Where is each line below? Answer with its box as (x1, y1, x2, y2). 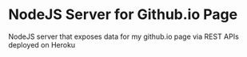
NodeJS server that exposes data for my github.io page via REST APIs (8, 32, 240, 41)
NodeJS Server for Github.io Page (8, 6, 238, 24)
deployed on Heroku (8, 40, 76, 49)
